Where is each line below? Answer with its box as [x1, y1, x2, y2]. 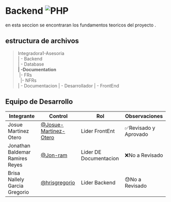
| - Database [17, 61, 44, 67]
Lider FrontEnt [80, 127, 115, 134]
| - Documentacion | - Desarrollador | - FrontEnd [17, 82, 120, 89]
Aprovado [124, 130, 149, 137]
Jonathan [8, 142, 31, 149]
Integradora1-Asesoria [17, 50, 65, 56]
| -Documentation [17, 66, 56, 72]
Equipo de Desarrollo [5, 97, 73, 106]
